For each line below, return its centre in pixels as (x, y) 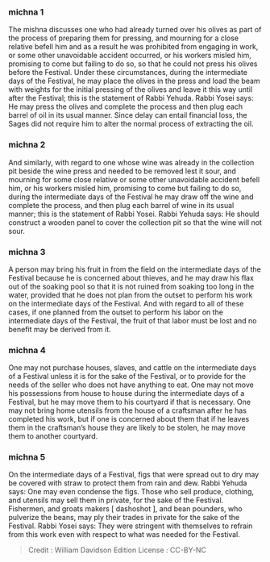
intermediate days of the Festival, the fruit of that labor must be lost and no (133, 320)
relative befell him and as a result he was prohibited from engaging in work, (133, 47)
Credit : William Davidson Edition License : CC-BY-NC (117, 550)
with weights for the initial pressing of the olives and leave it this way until (131, 90)
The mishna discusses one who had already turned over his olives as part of (135, 30)
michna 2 (27, 145)
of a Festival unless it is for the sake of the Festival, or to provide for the (127, 377)
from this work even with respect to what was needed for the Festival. (124, 535)
